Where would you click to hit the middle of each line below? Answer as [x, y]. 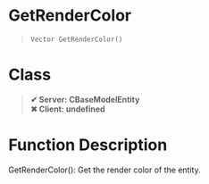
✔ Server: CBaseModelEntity [85, 99]
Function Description [88, 145]
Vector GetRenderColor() [76, 39]
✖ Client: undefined [67, 109]
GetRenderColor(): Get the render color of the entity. [105, 170]
